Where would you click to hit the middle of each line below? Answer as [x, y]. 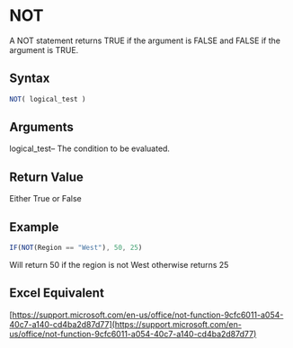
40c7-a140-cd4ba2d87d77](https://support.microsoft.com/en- [126, 324]
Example [34, 227]
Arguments [42, 127]
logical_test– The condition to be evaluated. [90, 148]
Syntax [30, 79]
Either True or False [46, 199]
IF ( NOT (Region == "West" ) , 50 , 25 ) [76, 248]
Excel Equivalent [57, 293]
